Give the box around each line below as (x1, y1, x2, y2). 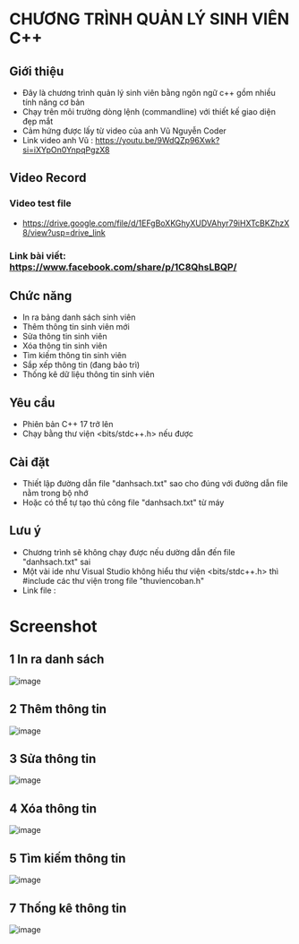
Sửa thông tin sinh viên (21, 331, 107, 342)
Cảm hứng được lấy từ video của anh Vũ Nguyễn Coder (21, 125, 226, 136)
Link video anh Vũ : (21, 135, 94, 145)
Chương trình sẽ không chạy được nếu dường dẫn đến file (21, 546, 235, 557)
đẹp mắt (21, 116, 54, 126)
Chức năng (9, 288, 73, 304)
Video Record (9, 170, 87, 185)
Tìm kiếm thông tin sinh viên (21, 350, 127, 361)
